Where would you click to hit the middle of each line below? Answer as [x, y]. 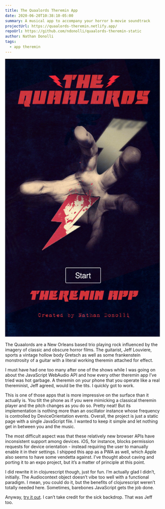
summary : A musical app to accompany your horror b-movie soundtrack [78, 21]
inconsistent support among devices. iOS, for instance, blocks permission [80, 441]
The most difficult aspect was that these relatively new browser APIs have [80, 436]
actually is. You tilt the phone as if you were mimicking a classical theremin [81, 400]
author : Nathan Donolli [29, 36]
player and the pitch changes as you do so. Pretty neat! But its [68, 406]
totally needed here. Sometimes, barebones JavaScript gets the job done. [80, 488]
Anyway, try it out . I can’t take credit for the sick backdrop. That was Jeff [79, 497]
